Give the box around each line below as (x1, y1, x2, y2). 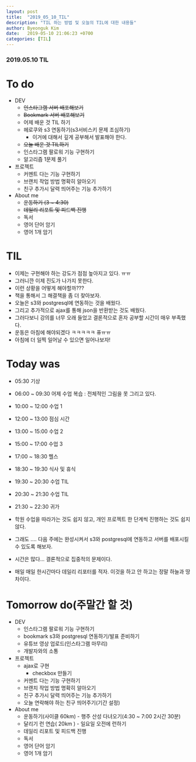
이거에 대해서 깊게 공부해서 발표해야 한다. (32, 133, 127, 141)
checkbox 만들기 (32, 669, 72, 676)
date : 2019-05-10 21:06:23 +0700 (6, 31, 94, 37)
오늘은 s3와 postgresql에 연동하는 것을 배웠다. (14, 299, 122, 306)
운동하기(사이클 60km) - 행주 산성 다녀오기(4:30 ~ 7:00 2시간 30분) (23, 712, 181, 719)
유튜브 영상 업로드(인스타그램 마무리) (23, 640, 108, 647)
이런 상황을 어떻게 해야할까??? (14, 284, 84, 291)
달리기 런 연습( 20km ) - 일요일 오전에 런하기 (23, 720, 127, 727)
